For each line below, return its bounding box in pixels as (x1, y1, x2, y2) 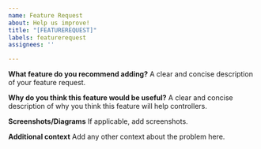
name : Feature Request (8, 11, 83, 20)
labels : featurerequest (8, 33, 87, 42)
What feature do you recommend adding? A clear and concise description (8, 69, 253, 79)
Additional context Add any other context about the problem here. (8, 132, 225, 142)
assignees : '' (8, 41, 55, 49)
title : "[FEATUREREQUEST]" (8, 26, 97, 34)
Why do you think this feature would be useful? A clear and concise (8, 93, 233, 102)
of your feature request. (8, 78, 86, 88)
